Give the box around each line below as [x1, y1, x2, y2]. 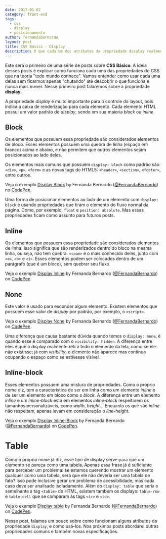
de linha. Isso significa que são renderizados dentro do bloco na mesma [5, 245, 152, 251]
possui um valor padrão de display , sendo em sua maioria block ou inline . [5, 108, 155, 114]
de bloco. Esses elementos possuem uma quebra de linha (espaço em [5, 142, 148, 148]
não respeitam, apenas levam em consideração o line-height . [5, 408, 130, 414]
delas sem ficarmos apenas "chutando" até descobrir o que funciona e [5, 78, 150, 84]
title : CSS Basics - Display [5, 44, 65, 49]
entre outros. [5, 172, 32, 178]
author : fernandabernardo [5, 35, 58, 40]
